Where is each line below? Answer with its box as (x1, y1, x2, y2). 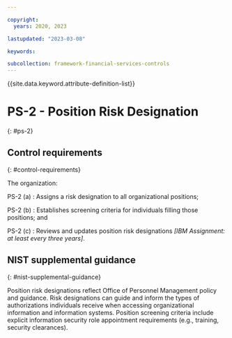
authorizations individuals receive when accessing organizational (7, 300, 194, 309)
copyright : (7, 16, 39, 23)
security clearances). (7, 323, 68, 331)
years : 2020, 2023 (13, 22, 68, 30)
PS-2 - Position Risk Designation (7, 104, 199, 120)
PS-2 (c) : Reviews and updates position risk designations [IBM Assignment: (7, 227, 225, 235)
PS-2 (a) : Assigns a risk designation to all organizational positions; (7, 192, 199, 200)
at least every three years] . (7, 234, 85, 242)
